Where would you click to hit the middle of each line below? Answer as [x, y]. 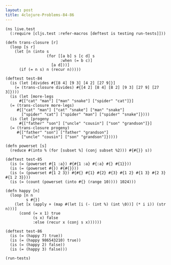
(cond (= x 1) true [39, 213]
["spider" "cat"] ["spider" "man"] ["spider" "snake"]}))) [85, 114]
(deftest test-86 [24, 231]
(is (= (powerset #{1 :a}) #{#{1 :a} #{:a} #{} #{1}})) [71, 164]
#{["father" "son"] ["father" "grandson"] [63, 132]
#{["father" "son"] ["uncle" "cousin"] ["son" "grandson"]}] [85, 123]
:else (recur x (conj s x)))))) [67, 222]
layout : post [19, 10]
